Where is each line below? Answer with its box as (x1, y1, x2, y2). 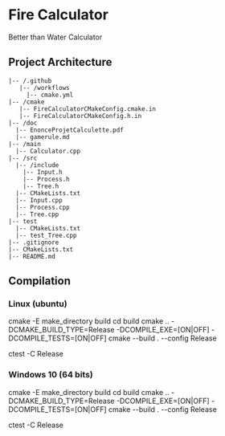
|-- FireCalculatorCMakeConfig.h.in (18, 112, 142, 120)
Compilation (8, 275, 71, 288)
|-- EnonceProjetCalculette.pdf (15, 126, 125, 134)
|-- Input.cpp (15, 196, 63, 204)
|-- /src (8, 154, 38, 162)
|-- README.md (8, 252, 56, 260)
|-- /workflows (18, 84, 70, 92)
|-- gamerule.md (15, 132, 70, 141)
